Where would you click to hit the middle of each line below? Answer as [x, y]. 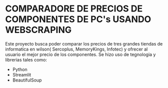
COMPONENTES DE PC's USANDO [78, 19]
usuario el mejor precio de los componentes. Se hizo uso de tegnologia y [80, 54]
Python [20, 69]
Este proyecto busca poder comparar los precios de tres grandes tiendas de [84, 43]
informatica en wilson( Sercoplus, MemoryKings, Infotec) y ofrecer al [76, 49]
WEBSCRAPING [38, 30]
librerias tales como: [26, 59]
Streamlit [22, 74]
